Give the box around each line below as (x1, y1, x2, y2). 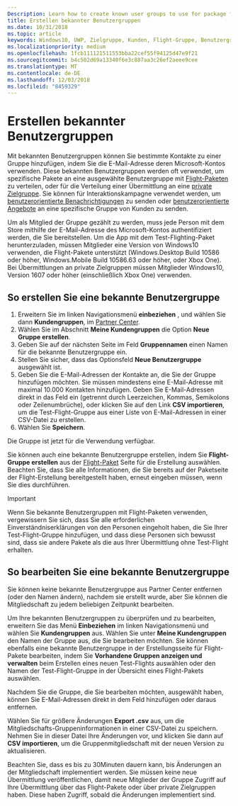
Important (7, 494, 36, 503)
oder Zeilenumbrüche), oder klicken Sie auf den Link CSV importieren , (17, 401, 225, 409)
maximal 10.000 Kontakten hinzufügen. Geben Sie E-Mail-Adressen (17, 385, 215, 394)
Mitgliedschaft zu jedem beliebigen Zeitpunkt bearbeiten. (7, 600, 174, 608)
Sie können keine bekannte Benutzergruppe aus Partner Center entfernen (7, 585, 222, 594)
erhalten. (7, 546, 34, 554)
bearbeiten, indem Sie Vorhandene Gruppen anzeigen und (28, 651, 203, 659)
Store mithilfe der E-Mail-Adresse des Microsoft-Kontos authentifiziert (7, 226, 212, 234)
